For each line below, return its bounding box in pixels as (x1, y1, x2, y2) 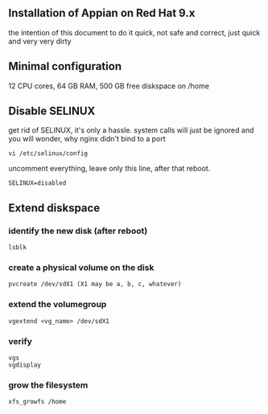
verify (8, 335, 32, 346)
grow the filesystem (8, 379, 89, 391)
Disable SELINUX (8, 105, 96, 118)
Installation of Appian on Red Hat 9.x (8, 6, 196, 20)
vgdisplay (8, 361, 42, 369)
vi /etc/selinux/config (8, 150, 89, 158)
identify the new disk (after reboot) (8, 225, 148, 236)
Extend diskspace (8, 201, 101, 215)
